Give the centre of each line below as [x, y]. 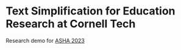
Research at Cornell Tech [71, 24]
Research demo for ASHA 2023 [45, 40]
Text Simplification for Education [90, 11]
